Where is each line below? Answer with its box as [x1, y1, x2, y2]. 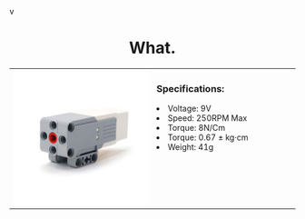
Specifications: [156, 82, 225, 95]
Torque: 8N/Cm [167, 122, 226, 133]
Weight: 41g [167, 141, 214, 152]
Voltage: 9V [167, 103, 212, 114]
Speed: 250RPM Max [167, 112, 248, 124]
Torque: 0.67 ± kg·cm [167, 132, 249, 143]
